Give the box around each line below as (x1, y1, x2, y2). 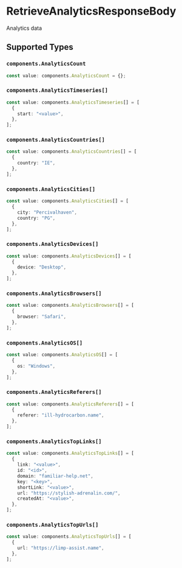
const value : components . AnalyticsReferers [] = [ (6, 401, 135, 407)
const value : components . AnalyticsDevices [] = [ (6, 253, 132, 259)
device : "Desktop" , (17, 264, 67, 270)
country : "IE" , (17, 160, 56, 166)
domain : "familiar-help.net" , (17, 473, 94, 479)
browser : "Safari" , (17, 314, 67, 320)
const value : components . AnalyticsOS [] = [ (6, 352, 118, 358)
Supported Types (6, 42, 74, 52)
